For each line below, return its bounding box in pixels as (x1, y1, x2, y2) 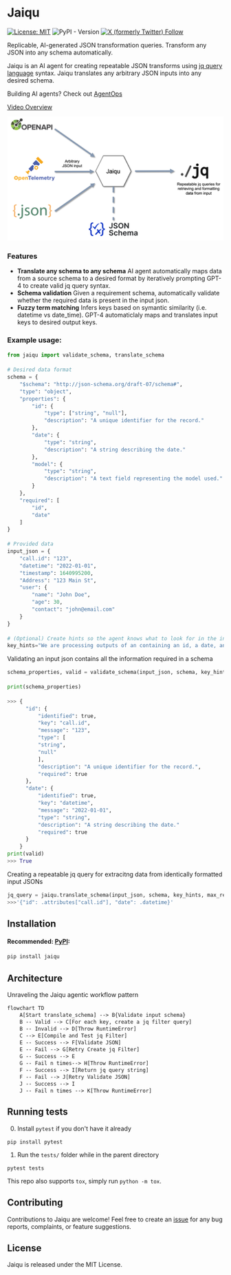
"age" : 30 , (32, 599, 63, 606)
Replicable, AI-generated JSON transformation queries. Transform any (7, 41, 207, 49)
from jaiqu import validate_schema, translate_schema (7, 352, 165, 359)
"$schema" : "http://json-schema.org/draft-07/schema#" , (19, 381, 184, 388)
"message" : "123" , (37, 727, 91, 734)
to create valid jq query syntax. (23, 282, 111, 290)
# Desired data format (7, 366, 72, 373)
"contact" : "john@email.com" (32, 606, 115, 613)
